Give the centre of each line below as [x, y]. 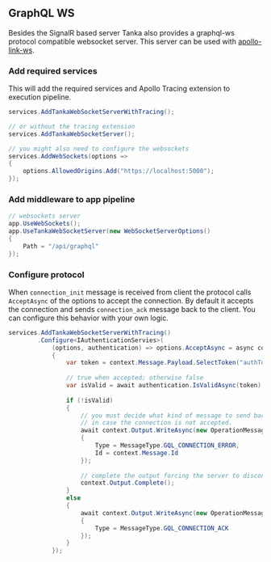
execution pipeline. [40, 97]
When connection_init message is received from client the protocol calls [130, 292]
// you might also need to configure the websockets [99, 149]
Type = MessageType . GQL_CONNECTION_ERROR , [167, 446]
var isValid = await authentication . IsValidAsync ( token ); [165, 386]
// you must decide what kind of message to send [165, 416]
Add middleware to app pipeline [72, 200]
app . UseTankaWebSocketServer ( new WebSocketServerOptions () [110, 231]
